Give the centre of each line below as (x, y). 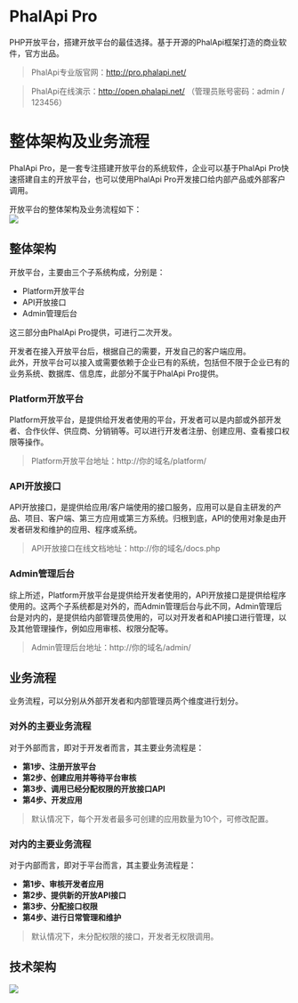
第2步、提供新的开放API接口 (74, 895)
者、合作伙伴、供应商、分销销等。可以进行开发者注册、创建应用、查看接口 (145, 430)
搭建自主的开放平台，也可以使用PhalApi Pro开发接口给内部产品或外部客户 (151, 179)
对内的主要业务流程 (50, 844)
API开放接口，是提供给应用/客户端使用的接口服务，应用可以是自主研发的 (141, 507)
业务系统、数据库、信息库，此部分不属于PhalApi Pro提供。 (117, 373)
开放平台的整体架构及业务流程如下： (76, 209)
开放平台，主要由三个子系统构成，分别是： (87, 272)
